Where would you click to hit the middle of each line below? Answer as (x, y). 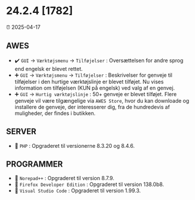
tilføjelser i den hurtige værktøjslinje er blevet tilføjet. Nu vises (89, 82)
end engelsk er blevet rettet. (49, 69)
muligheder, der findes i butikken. (55, 113)
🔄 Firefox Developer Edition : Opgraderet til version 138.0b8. (89, 184)
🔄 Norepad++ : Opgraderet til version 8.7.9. (64, 178)
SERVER (21, 132)
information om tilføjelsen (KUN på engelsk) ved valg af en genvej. (95, 88)
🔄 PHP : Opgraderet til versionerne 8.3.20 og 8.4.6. (75, 145)
